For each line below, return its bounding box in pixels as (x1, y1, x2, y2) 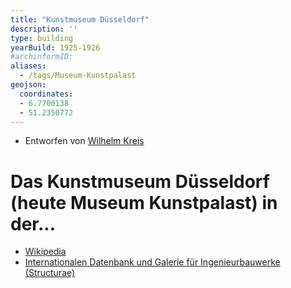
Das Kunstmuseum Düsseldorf (10, 170, 270, 193)
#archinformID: (10, 52, 74, 62)
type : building (10, 33, 74, 43)
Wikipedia (24, 246, 67, 258)
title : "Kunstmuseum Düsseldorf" (10, 14, 150, 25)
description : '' (10, 24, 78, 34)
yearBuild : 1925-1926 (10, 42, 101, 53)
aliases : (10, 61, 47, 71)
